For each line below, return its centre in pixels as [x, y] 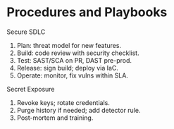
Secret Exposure [31, 89]
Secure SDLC [26, 32]
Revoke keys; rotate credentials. [63, 102]
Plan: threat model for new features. [69, 45]
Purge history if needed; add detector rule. [79, 110]
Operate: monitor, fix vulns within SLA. [72, 75]
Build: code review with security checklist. [78, 53]
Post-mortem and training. [55, 118]
